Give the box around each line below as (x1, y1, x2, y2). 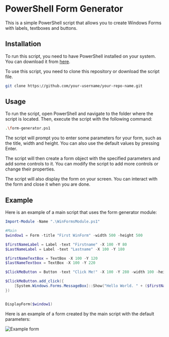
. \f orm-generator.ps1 (5, 126, 51, 131)
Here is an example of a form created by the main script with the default (5, 311, 154, 317)
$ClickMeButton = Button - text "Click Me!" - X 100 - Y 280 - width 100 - (5, 269, 159, 275)
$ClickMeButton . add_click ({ (5, 278, 64, 284)
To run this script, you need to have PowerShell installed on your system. (5, 53, 156, 59)
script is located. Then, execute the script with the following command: (5, 116, 152, 122)
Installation (5, 40, 41, 48)
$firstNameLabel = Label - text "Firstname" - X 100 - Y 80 (5, 242, 127, 247)
